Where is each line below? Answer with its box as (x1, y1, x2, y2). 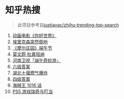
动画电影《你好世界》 (12, 32, 56, 38)
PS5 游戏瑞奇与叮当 (12, 88, 53, 95)
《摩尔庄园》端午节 (12, 45, 52, 51)
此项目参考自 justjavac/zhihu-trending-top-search (17, 22, 119, 28)
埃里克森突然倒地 (12, 38, 48, 45)
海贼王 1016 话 (12, 82, 42, 88)
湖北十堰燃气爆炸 (12, 70, 48, 76)
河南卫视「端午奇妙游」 (12, 57, 61, 63)
